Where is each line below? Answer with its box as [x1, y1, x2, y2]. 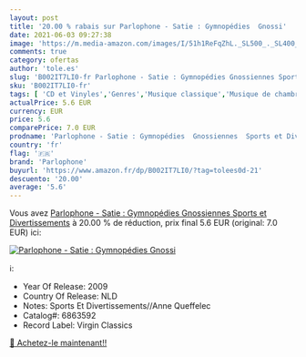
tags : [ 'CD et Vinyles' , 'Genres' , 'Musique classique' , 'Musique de [9, 89, 271, 98]
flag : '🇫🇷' [9, 148, 55, 158]
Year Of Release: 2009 [22, 281, 108, 292]
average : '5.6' [9, 183, 67, 192]
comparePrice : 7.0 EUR [9, 124, 96, 133]
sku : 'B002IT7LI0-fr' [9, 81, 92, 90]
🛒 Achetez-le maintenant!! [9, 338, 107, 349]
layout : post [9, 13, 59, 23]
